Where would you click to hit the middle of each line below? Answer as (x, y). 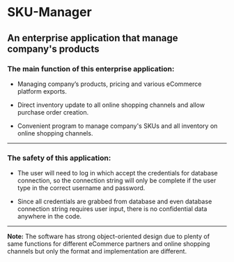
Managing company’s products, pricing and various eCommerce (109, 84)
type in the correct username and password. (81, 188)
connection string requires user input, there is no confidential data (112, 209)
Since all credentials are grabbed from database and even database (115, 202)
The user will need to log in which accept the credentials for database (117, 173)
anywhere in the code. (49, 217)
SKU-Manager (49, 12)
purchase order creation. (53, 112)
